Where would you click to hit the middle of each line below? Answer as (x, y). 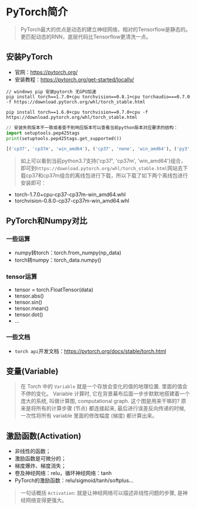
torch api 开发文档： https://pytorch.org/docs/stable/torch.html (90, 351)
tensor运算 (22, 276)
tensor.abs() (29, 296)
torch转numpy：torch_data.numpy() (58, 260)
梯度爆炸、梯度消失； (40, 466)
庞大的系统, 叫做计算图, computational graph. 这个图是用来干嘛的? (100, 401)
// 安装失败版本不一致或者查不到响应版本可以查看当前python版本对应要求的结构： (92, 127)
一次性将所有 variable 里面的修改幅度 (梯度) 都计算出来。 (89, 416)
